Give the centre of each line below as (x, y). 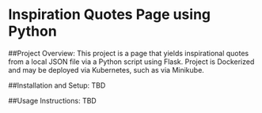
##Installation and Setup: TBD (57, 85)
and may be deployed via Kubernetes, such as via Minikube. (106, 70)
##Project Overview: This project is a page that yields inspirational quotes (129, 53)
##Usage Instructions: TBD (52, 100)
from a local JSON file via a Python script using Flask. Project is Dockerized (131, 62)
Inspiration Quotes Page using (110, 15)
